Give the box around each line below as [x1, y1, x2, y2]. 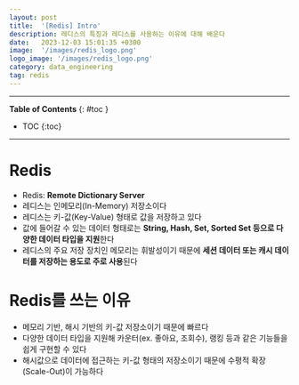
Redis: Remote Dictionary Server [21, 189, 145, 200]
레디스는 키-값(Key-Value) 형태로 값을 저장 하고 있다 [21, 211, 202, 222]
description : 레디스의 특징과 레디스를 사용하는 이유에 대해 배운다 [9, 29, 225, 38]
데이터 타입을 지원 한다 [38, 233, 115, 245]
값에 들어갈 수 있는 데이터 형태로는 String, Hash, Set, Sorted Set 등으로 [21, 222, 275, 233]
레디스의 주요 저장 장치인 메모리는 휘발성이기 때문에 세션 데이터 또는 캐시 [21, 245, 273, 255]
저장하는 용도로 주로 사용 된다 [38, 255, 138, 267]
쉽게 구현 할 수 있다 [21, 343, 87, 354]
